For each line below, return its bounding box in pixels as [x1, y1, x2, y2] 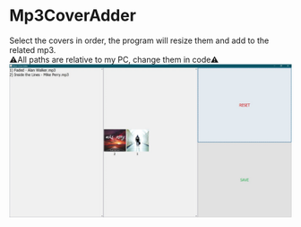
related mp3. [9, 44, 56, 55]
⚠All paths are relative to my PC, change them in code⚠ [9, 54, 219, 65]
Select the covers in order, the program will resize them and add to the [9, 35, 270, 46]
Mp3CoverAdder [9, 5, 137, 26]
